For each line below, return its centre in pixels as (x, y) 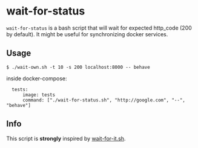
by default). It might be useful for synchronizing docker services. (87, 34)
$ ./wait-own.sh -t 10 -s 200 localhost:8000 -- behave (78, 67)
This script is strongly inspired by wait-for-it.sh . (66, 138)
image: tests (39, 95)
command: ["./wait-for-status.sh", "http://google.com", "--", (104, 100)
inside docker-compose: (37, 78)
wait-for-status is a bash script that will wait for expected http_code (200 (99, 28)
